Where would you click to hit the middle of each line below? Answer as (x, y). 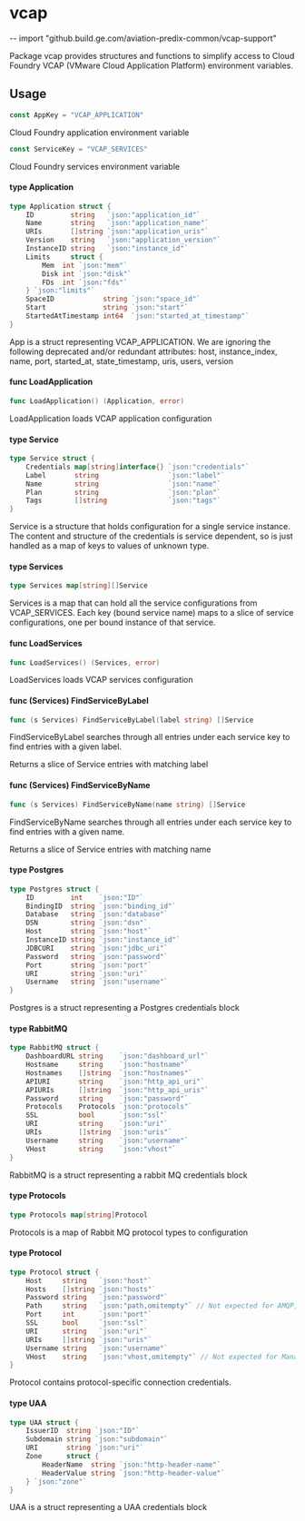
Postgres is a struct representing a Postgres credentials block (125, 1008)
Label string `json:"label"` (125, 475)
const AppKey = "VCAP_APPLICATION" (77, 115)
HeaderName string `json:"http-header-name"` (132, 1465)
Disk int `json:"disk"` (87, 274)
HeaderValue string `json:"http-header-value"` (133, 1473)
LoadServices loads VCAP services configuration (101, 680)
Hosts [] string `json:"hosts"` (91, 1289)
